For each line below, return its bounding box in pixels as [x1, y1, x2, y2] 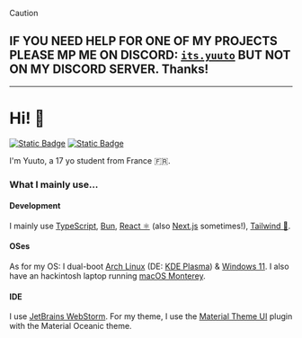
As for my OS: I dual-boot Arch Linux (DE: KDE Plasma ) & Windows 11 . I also [9, 261, 289, 272]
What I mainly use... [9, 178, 99, 191]
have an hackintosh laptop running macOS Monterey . [9, 271, 206, 281]
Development [9, 200, 61, 211]
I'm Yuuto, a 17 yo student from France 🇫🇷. [9, 155, 171, 165]
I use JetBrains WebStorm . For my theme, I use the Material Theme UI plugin [9, 311, 293, 322]
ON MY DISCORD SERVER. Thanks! [9, 62, 209, 77]
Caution [9, 8, 39, 18]
